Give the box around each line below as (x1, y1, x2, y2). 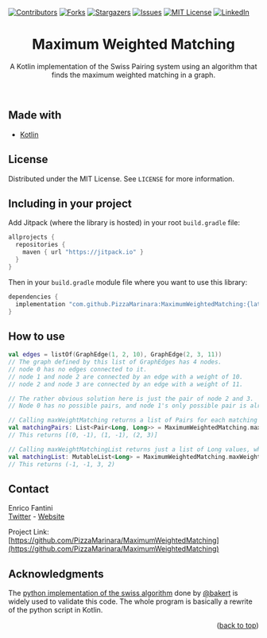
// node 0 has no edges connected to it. (8, 365, 148, 373)
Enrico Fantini (8, 504, 53, 513)
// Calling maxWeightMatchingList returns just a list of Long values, (8, 445, 250, 453)
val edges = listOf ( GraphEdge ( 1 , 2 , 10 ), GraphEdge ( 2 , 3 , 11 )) (8, 351, 222, 359)
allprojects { (8, 233, 56, 242)
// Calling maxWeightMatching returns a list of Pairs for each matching (8, 416, 258, 425)
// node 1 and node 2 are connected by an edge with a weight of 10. (8, 372, 244, 381)
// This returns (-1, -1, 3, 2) (8, 460, 115, 469)
